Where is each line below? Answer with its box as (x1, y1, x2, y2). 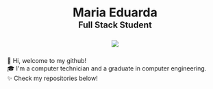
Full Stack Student (78, 19, 152, 31)
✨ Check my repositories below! (7, 74, 98, 82)
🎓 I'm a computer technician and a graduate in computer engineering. (7, 64, 207, 73)
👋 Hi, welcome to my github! (7, 56, 87, 64)
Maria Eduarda (73, 5, 158, 21)
